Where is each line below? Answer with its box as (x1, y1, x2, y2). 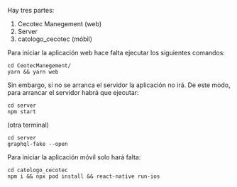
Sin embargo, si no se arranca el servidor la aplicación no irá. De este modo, (7, 81, 231, 89)
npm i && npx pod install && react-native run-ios (7, 173, 160, 180)
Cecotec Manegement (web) (17, 20, 102, 28)
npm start (7, 108, 37, 115)
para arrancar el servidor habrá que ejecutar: (7, 89, 140, 96)
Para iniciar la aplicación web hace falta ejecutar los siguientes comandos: (7, 49, 226, 57)
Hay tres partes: (7, 6, 55, 14)
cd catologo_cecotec (7, 166, 69, 174)
